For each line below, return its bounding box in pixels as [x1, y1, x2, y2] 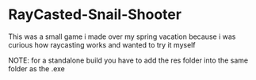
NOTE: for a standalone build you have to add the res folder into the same [8, 55, 248, 65]
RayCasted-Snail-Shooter [8, 6, 182, 24]
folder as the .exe [8, 63, 66, 73]
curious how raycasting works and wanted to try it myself [8, 40, 196, 49]
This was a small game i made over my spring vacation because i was [8, 32, 236, 41]
